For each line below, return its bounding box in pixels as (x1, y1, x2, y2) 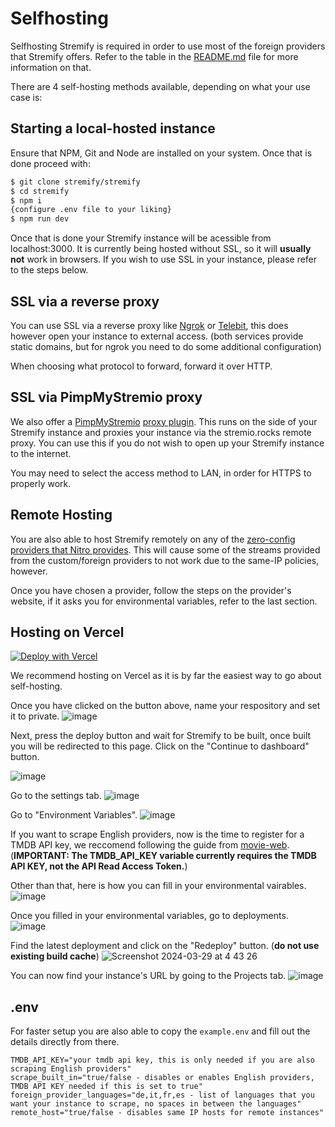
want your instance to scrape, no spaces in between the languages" (10, 1099, 302, 1109)
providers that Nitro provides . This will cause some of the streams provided (10, 543, 321, 556)
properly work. (10, 477, 72, 489)
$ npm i (10, 195, 43, 206)
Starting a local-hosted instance (10, 120, 216, 137)
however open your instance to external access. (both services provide (10, 330, 304, 342)
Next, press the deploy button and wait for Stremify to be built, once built (10, 730, 312, 742)
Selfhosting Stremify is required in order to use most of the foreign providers (10, 40, 326, 52)
